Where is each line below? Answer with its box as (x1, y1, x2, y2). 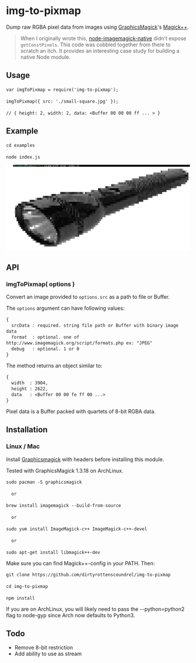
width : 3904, (11, 380, 48, 386)
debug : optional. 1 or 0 (11, 346, 80, 352)
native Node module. (20, 53, 71, 60)
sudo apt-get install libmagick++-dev (6, 549, 100, 555)
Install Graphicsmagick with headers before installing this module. (6, 456, 164, 463)
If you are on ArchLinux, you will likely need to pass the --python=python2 (6, 605, 185, 613)
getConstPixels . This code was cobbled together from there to (20, 41, 171, 48)
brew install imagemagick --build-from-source (6, 503, 121, 508)
